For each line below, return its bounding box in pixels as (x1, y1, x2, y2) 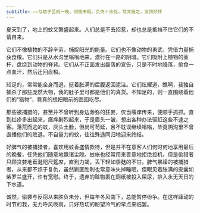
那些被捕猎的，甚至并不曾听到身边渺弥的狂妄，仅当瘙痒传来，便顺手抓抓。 (6, 108, 189, 115)
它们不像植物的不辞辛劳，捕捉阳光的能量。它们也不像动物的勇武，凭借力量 (6, 46, 189, 53)
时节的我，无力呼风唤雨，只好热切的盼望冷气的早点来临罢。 (6, 201, 152, 208)
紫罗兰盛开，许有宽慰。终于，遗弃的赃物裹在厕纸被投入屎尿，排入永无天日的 (6, 173, 194, 180)
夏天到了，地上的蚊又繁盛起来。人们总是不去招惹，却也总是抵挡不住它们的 (6, 26, 189, 33)
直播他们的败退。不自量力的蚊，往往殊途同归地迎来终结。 (6, 130, 147, 137)
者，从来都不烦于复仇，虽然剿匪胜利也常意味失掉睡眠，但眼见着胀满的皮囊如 (6, 165, 194, 173)
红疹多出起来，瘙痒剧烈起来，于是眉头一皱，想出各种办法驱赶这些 (11, 115, 173, 123)
